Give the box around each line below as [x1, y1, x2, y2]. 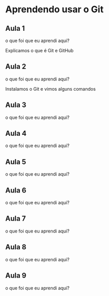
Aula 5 [5, 157, 27, 166]
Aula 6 [5, 186, 27, 195]
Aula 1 [5, 24, 25, 33]
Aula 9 [5, 271, 27, 280]
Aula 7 [5, 214, 26, 223]
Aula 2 [5, 62, 27, 71]
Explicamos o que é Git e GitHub [5, 48, 74, 53]
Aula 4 [5, 129, 27, 138]
